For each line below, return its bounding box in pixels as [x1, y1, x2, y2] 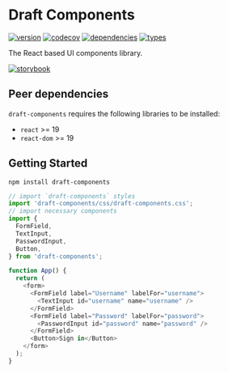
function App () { [8, 267, 67, 275]
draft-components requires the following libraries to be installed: [8, 108, 221, 118]
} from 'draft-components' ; [8, 252, 103, 261]
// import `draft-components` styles [8, 192, 136, 200]
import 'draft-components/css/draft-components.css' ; [8, 200, 194, 208]
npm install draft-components [8, 178, 111, 186]
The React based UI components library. [8, 48, 143, 57]
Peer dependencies [8, 87, 109, 101]
